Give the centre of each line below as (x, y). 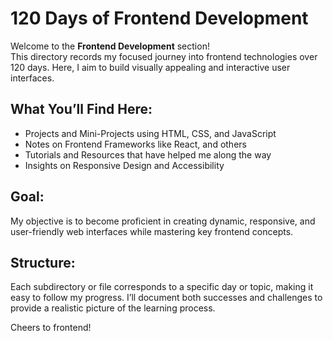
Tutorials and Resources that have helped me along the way (148, 154)
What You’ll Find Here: (81, 109)
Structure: (43, 262)
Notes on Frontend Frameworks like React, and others (135, 144)
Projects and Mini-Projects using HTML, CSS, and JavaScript (150, 133)
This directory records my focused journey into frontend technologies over (164, 56)
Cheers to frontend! (51, 328)
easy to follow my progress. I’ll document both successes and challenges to (166, 298)
